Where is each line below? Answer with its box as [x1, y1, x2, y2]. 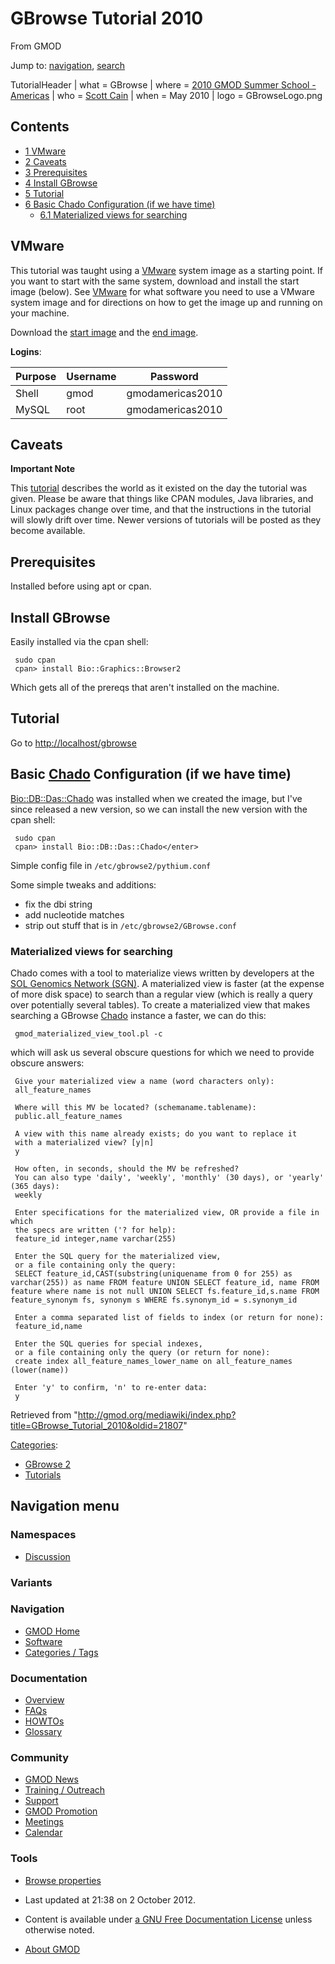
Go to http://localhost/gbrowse [10, 737, 137, 749]
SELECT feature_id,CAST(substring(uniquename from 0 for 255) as [14, 1268, 293, 1279]
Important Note [10, 463, 76, 475]
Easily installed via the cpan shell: [10, 636, 149, 647]
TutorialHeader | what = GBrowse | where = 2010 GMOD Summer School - [10, 78, 317, 91]
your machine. [10, 307, 70, 319]
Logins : [10, 345, 42, 357]
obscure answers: [10, 1057, 85, 1069]
